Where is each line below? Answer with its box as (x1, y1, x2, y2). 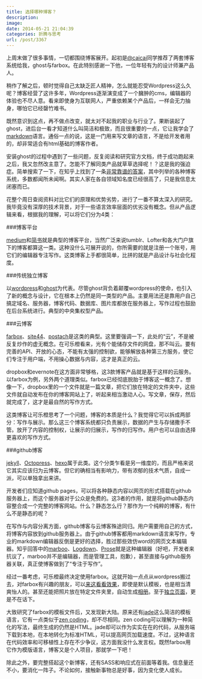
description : (6, 14, 39, 20)
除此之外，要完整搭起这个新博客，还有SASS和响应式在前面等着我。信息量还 (6, 659, 194, 666)
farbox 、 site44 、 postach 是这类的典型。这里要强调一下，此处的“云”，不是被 (6, 333, 194, 340)
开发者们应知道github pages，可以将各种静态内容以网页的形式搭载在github (6, 487, 192, 494)
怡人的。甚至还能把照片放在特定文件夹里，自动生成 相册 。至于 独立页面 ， (11, 588, 191, 595)
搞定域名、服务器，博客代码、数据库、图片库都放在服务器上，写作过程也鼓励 (6, 299, 196, 307)
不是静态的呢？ (11, 510, 49, 517)
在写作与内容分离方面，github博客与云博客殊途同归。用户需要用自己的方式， (6, 522, 196, 530)
